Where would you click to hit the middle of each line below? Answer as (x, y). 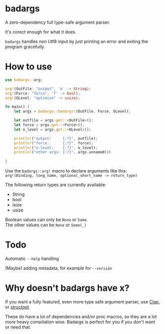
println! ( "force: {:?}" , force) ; (54, 143)
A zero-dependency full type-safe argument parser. (58, 22)
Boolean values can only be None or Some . (47, 220)
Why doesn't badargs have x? (67, 288)
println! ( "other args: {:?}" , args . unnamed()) (63, 152)
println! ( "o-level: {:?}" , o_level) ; (56, 148)
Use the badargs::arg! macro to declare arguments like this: (66, 171)
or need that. (18, 327)
